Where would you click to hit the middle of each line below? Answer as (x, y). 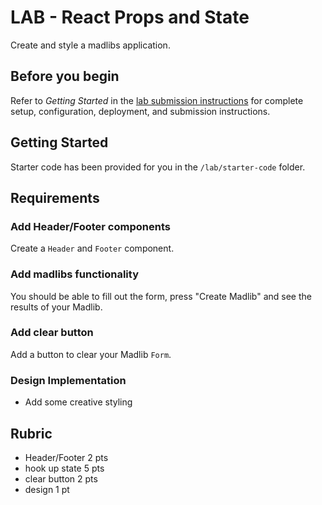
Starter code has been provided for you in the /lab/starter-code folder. (158, 167)
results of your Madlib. (56, 307)
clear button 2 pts (61, 478)
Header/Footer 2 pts (66, 457)
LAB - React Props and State (130, 17)
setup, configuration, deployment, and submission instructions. (140, 111)
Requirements (55, 197)
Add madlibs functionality (75, 274)
